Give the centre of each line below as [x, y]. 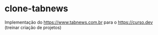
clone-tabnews [36, 9]
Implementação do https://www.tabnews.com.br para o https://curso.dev [79, 22]
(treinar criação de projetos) [33, 27]
